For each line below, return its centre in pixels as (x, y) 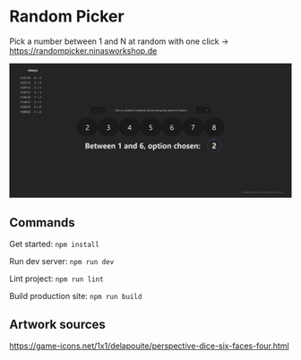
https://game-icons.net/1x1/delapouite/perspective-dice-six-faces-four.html (149, 346)
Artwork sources (57, 324)
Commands (43, 223)
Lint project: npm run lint (57, 279)
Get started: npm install (55, 244)
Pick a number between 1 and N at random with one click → (119, 41)
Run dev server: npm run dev (62, 261)
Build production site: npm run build (76, 296)
